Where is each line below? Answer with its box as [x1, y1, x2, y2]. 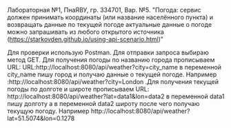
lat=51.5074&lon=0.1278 [7, 114, 75, 122]
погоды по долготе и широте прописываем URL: [7, 85, 150, 93]
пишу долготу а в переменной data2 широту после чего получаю [7, 100, 200, 107]
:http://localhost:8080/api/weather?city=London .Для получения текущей [7, 78, 219, 85]
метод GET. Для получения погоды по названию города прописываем [7, 56, 215, 64]
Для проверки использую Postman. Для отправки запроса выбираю [7, 48, 209, 56]
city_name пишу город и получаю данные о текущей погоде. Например [7, 70, 217, 78]
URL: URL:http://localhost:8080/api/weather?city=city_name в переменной [7, 63, 222, 71]
